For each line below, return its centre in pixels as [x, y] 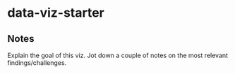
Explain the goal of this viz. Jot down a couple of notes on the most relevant [117, 55]
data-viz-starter [56, 13]
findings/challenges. [37, 63]
